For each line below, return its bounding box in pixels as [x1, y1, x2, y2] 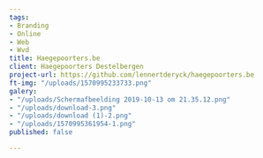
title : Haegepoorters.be [9, 54, 101, 63]
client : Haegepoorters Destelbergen [9, 63, 144, 71]
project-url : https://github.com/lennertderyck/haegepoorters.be [9, 71, 254, 79]
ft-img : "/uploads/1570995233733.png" [9, 79, 152, 87]
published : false [9, 128, 73, 137]
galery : [9, 87, 38, 95]
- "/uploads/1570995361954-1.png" [9, 120, 137, 129]
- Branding [9, 21, 49, 30]
